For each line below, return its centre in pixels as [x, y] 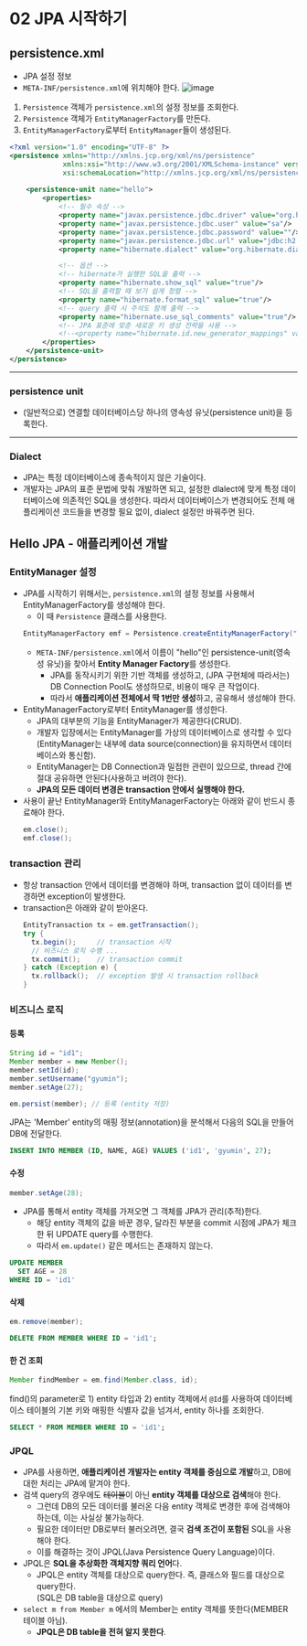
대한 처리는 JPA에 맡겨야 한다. [76, 1483]
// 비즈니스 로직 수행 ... [75, 951]
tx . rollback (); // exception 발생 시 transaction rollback [145, 976]
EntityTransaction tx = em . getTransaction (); [111, 925]
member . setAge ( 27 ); [47, 1087]
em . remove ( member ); [47, 1322]
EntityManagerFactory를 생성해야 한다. [94, 605]
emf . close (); [48, 838]
